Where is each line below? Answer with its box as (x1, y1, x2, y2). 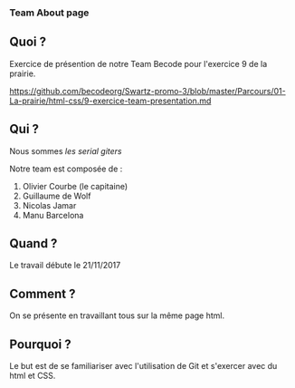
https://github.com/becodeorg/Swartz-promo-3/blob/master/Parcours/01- (9, 85, 287, 96)
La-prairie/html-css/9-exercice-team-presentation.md (9, 95, 212, 106)
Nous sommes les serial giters (9, 145, 122, 156)
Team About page (9, 6, 90, 19)
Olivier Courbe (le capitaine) (22, 180, 128, 191)
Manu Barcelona (22, 209, 84, 220)
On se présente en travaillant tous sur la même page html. (9, 310, 225, 321)
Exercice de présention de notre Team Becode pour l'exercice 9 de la (9, 58, 268, 69)
